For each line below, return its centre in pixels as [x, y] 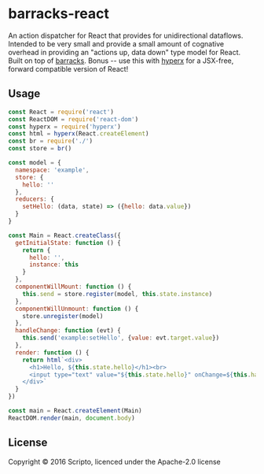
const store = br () [40, 149]
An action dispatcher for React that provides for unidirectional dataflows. [126, 35]
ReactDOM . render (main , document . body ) [71, 418]
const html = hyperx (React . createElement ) [79, 134]
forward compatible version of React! [68, 69]
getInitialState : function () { [68, 243]
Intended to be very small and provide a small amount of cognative [116, 43]
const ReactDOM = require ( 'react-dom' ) [73, 119]
